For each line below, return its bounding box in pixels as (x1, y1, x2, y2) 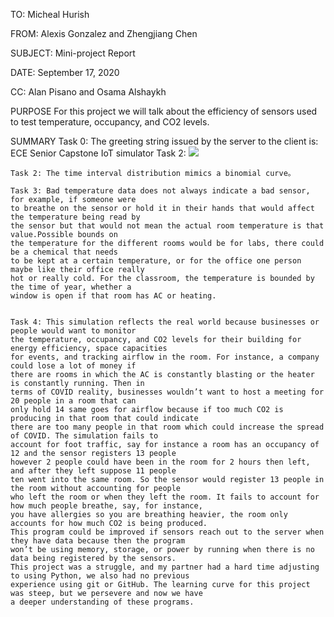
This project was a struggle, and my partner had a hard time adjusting (10, 562, 320, 572)
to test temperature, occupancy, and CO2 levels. (10, 116, 210, 128)
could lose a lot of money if (10, 361, 137, 371)
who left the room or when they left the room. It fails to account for (10, 492, 320, 502)
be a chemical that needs (10, 247, 118, 257)
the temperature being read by (10, 212, 141, 222)
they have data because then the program (10, 536, 186, 546)
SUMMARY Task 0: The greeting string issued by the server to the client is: (10, 135, 319, 147)
